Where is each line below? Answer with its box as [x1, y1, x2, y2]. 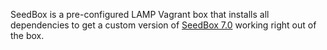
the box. [10, 30, 45, 41]
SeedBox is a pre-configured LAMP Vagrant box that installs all [10, 9, 270, 20]
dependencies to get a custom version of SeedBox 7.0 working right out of [10, 19, 317, 31]
